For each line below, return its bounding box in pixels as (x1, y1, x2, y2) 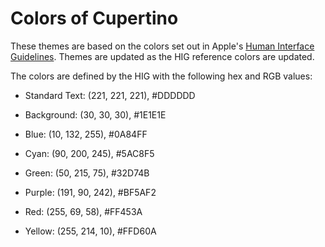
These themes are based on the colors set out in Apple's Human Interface (10, 40, 315, 52)
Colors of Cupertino (10, 7, 179, 30)
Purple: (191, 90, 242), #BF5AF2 (24, 186, 157, 198)
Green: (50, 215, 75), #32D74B (24, 167, 150, 179)
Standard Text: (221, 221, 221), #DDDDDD (24, 89, 196, 101)
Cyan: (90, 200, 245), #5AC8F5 (24, 147, 155, 159)
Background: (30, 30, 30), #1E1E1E (24, 108, 167, 121)
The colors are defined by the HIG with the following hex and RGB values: (10, 70, 313, 82)
